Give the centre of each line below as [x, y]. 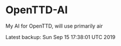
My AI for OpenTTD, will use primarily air [54, 26]
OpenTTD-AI [37, 10]
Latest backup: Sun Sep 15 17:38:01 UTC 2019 [61, 37]
